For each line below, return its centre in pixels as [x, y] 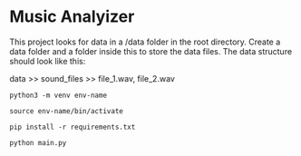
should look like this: [48, 61]
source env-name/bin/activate [67, 111]
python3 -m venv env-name [58, 95]
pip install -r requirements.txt [73, 127]
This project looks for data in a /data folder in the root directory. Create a [145, 42]
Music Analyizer [72, 17]
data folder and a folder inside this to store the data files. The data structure [151, 51]
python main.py [38, 142]
